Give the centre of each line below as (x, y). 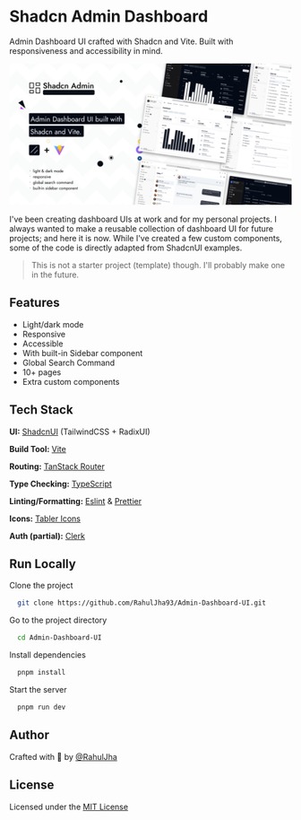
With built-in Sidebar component (82, 353)
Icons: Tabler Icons (45, 519)
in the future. (55, 275)
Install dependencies (48, 655)
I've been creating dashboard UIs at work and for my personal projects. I (143, 219)
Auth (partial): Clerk (47, 536)
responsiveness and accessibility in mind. (86, 50)
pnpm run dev (42, 707)
